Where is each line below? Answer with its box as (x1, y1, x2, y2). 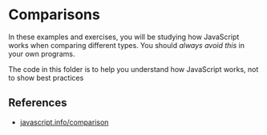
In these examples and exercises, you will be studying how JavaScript (8, 32, 240, 42)
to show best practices (8, 73, 84, 82)
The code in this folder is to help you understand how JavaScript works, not (8, 64, 259, 73)
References (8, 96, 67, 109)
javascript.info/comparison (19, 117, 109, 127)
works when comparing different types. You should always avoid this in (8, 40, 245, 50)
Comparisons (8, 6, 100, 24)
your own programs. (8, 49, 75, 58)
